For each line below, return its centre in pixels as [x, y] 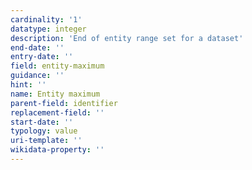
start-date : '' [42, 122]
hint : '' [28, 85]
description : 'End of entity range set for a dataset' [127, 38]
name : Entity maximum [55, 94]
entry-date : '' [42, 57]
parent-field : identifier [64, 103]
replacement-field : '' [57, 112]
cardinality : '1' [46, 19]
